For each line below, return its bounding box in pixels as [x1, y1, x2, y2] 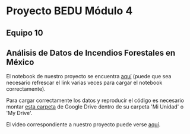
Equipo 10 [6, 28, 43, 38]
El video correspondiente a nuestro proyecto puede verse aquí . [6, 121, 161, 128]
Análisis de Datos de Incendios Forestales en [6, 47, 176, 58]
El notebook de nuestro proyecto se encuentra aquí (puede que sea [6, 73, 172, 80]
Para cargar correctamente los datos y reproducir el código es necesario [6, 97, 184, 104]
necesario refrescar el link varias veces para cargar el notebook [6, 79, 163, 87]
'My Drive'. [6, 110, 33, 117]
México [6, 57, 34, 67]
